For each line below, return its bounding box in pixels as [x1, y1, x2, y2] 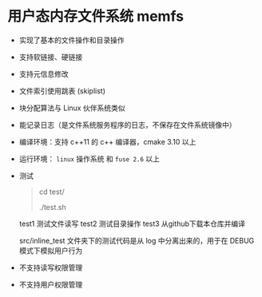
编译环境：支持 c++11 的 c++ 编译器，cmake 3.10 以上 [18, 137, 196, 146]
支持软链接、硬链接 [18, 52, 83, 61]
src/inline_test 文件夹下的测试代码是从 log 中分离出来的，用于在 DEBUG [18, 236, 255, 245]
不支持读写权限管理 [18, 263, 83, 272]
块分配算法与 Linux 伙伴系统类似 [18, 103, 125, 113]
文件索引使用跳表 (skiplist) [18, 85, 105, 96]
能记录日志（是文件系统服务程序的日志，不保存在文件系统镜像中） [18, 120, 236, 129]
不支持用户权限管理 [18, 279, 83, 289]
